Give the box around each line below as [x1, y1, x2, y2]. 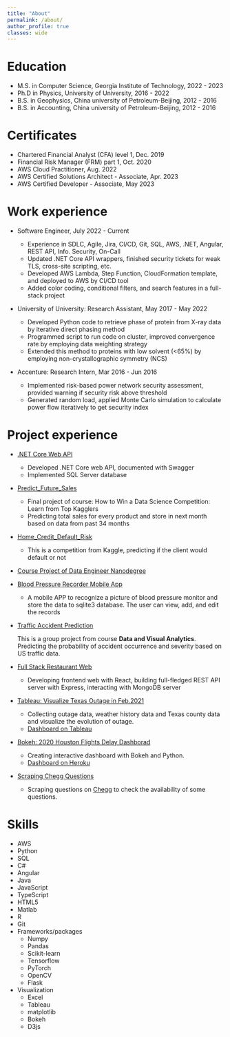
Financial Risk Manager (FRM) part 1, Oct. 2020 [17, 158, 151, 166]
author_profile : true [7, 23, 70, 30]
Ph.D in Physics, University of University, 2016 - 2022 [17, 89, 170, 97]
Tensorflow [27, 956, 60, 965]
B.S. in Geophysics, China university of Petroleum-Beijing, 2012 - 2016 [17, 96, 217, 105]
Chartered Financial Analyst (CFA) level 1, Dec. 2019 [17, 151, 165, 159]
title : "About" [7, 10, 51, 17]
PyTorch [27, 963, 52, 972]
